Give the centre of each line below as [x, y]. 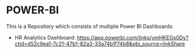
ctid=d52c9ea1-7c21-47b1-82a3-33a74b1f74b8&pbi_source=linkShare [100, 44]
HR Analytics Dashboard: [45, 37]
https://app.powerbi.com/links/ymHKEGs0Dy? [133, 37]
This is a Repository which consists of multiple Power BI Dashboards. [90, 26]
